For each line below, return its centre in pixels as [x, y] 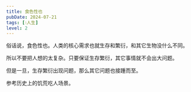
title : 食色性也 [24, 11]
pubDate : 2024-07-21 [32, 17]
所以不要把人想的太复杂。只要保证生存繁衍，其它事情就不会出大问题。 [92, 58]
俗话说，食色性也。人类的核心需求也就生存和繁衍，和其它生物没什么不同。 [97, 45]
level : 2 [17, 28]
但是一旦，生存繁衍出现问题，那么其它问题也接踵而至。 [74, 71]
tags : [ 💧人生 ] [22, 22]
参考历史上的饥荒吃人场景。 [40, 83]
